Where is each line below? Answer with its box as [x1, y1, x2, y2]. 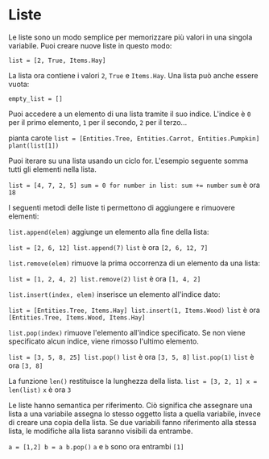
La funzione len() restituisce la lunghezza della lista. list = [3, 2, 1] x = [8, 376, 258, 386]
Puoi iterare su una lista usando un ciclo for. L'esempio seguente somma [8, 156, 249, 165]
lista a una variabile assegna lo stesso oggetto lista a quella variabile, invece [8, 409, 262, 419]
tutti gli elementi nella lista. [8, 164, 97, 174]
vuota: [8, 79, 30, 89]
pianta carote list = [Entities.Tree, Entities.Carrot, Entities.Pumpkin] [8, 133, 260, 143]
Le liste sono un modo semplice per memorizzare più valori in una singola [8, 32, 253, 42]
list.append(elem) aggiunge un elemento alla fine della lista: [8, 227, 209, 236]
